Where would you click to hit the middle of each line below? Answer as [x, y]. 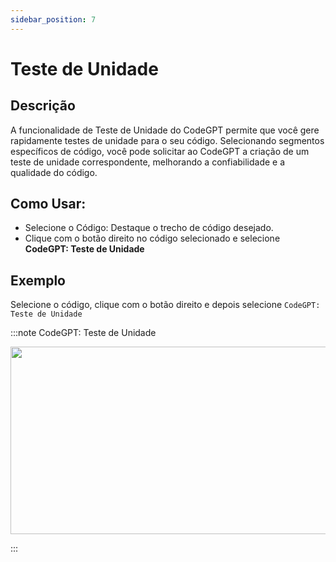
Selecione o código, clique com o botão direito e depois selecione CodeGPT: [165, 305]
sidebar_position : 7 [53, 19]
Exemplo [38, 280]
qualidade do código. [54, 172]
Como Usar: [48, 204]
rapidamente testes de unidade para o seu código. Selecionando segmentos [167, 140]
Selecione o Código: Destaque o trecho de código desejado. [149, 228]
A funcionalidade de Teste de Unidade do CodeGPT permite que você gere [165, 130]
